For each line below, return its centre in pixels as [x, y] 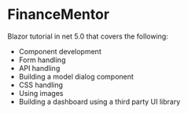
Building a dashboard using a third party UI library [100, 101]
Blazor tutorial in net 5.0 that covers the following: [88, 36]
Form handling [42, 60]
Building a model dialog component [76, 76]
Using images [41, 93]
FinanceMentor [59, 15]
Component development [60, 51]
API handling [39, 68]
